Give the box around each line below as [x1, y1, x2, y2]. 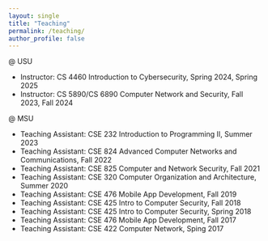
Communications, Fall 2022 [19, 155, 112, 165]
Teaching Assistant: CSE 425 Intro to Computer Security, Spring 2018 [19, 207, 252, 217]
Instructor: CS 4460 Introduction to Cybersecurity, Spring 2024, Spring [19, 72, 257, 82]
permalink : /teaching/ [8, 27, 85, 35]
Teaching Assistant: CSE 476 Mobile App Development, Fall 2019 [19, 189, 237, 199]
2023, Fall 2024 [19, 98, 74, 108]
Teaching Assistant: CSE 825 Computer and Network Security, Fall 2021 [19, 163, 261, 174]
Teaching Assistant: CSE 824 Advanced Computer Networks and [19, 146, 237, 156]
